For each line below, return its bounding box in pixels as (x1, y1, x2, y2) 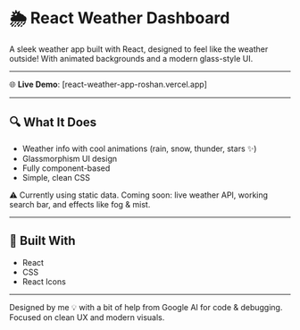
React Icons (21, 275, 67, 287)
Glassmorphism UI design (21, 153, 118, 164)
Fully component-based (21, 163, 111, 173)
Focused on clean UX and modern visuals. (9, 311, 165, 323)
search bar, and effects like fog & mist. (9, 199, 151, 209)
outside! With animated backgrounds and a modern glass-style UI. (9, 53, 254, 63)
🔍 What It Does (9, 114, 97, 131)
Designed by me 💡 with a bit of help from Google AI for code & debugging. (9, 301, 283, 312)
